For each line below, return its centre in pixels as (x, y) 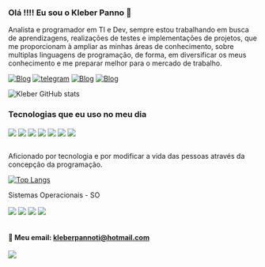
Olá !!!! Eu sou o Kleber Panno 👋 (70, 13)
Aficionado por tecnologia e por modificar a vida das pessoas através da (127, 156)
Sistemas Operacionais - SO (54, 195)
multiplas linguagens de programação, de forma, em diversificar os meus (127, 55)
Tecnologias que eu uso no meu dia (78, 115)
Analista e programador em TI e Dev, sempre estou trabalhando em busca (129, 30)
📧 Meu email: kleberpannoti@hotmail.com (79, 237)
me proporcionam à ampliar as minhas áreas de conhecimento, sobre (121, 47)
